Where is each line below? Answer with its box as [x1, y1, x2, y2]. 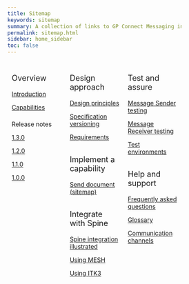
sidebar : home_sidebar [7, 36, 73, 43]
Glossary [128, 216, 153, 224]
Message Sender [128, 99, 177, 107]
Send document [69, 181, 115, 188]
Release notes [12, 120, 52, 128]
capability [69, 163, 106, 173]
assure [128, 82, 153, 92]
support [128, 179, 157, 188]
